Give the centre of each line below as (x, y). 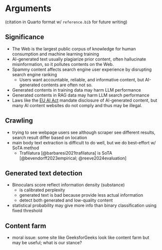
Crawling (19, 121)
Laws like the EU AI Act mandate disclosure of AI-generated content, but (85, 100)
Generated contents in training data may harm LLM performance (76, 90)
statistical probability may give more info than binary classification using (84, 205)
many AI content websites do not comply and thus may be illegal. (77, 105)
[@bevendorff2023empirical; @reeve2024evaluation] (73, 158)
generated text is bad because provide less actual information (81, 195)
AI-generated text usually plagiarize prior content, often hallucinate (79, 59)
